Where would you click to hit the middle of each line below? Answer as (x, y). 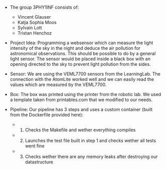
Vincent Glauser (34, 17)
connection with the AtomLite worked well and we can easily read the (82, 79)
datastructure (39, 162)
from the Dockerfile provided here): (47, 115)
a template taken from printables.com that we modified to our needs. (81, 100)
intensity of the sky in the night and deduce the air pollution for (75, 48)
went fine (35, 146)
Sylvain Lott (30, 28)
